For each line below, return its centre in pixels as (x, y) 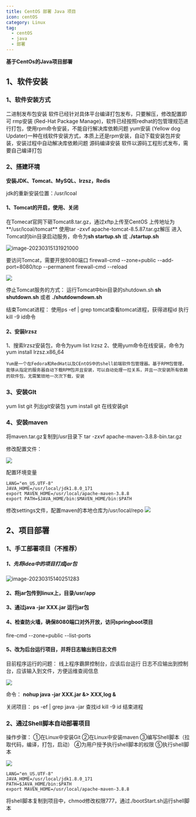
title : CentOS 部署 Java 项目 (41, 11)
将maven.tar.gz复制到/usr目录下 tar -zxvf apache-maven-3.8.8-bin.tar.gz (94, 436)
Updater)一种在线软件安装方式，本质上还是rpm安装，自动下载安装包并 (91, 136)
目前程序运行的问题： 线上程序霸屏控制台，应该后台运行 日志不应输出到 (92, 663)
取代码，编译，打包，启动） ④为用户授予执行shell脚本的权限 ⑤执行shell (95, 744)
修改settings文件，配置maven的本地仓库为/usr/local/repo (75, 510)
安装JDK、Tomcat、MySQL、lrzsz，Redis (58, 181)
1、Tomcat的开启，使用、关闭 (42, 208)
